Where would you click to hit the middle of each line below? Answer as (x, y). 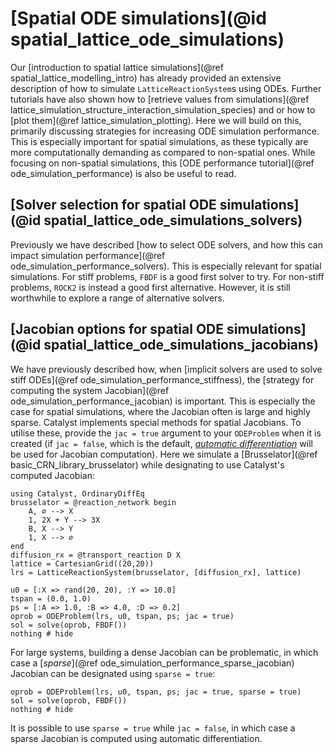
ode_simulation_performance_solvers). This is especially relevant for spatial (166, 266)
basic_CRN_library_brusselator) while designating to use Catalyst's (147, 464)
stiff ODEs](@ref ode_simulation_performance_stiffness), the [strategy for (162, 379)
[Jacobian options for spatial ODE (117, 329)
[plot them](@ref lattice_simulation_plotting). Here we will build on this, (156, 120)
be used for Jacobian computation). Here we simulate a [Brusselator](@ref (164, 454)
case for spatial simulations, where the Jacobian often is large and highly (160, 411)
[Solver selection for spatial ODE (113, 205)
